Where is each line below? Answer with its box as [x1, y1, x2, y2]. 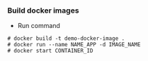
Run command [17, 22, 60, 30]
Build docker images [7, 6, 79, 15]
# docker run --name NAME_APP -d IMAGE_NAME [7, 41, 141, 48]
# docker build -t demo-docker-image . [7, 35, 125, 42]
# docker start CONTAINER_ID [7, 48, 93, 55]
